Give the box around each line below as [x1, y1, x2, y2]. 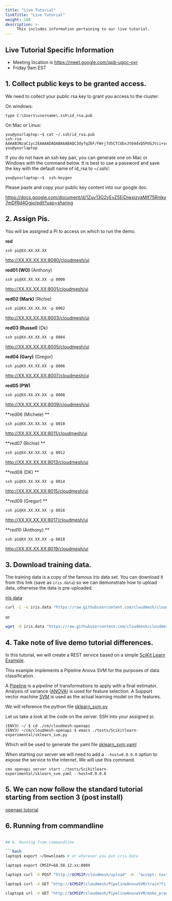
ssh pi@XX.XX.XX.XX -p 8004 [5, 335, 66, 340]
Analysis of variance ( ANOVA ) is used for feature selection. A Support [5, 688, 153, 694]
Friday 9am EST [12, 65, 47, 71]
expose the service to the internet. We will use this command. [5, 756, 136, 762]
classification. [5, 673, 35, 679]
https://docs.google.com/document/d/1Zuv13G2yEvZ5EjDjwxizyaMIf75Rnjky [5, 194, 166, 200]
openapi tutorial [5, 807, 38, 813]
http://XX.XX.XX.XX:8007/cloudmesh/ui [5, 373, 90, 379]
